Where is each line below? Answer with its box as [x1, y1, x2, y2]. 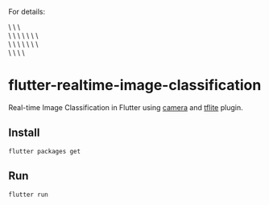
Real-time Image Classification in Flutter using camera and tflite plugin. [8, 102, 243, 112]
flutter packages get [8, 147, 81, 155]
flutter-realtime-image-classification [8, 76, 262, 95]
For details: [8, 7, 46, 16]
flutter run [8, 191, 48, 199]
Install [8, 126, 40, 140]
